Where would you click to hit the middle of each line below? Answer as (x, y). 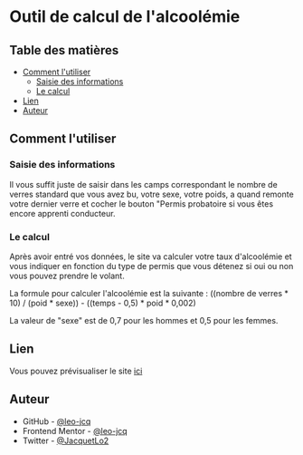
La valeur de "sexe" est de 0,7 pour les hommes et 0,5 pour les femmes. (144, 320)
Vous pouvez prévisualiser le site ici (76, 371)
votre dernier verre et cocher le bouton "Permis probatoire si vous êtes (142, 203)
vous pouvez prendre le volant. (67, 276)
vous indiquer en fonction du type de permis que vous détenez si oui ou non (151, 266)
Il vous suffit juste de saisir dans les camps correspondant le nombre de (143, 184)
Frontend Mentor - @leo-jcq (75, 431)
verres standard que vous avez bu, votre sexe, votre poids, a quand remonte (151, 194)
